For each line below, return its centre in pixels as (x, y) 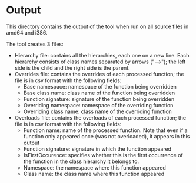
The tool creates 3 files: (35, 44)
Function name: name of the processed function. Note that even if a (105, 130)
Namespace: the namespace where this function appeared (94, 167)
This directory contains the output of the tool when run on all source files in (97, 26)
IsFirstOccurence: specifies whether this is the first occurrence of (103, 155)
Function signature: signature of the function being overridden (99, 99)
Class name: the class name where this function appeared (94, 174)
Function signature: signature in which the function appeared (97, 149)
